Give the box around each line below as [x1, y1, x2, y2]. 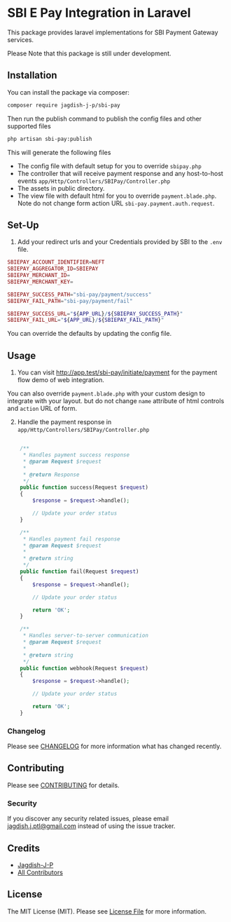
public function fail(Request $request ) [20, 568, 139, 575]
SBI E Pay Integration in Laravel [7, 5, 191, 21]
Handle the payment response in [17, 418, 112, 426]
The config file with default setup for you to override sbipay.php [17, 161, 202, 170]
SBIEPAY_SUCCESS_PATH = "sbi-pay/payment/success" [7, 291, 152, 298]
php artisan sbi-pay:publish [7, 135, 92, 142]
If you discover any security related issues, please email [7, 815, 169, 823]
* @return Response [22, 471, 80, 478]
